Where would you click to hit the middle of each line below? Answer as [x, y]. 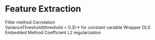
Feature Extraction [43, 9]
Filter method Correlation [30, 22]
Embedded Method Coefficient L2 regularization [53, 32]
